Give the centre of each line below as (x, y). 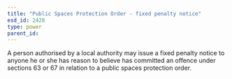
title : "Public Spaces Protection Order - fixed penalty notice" (104, 14)
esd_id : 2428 (26, 20)
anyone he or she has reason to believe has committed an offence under (111, 61)
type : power (24, 27)
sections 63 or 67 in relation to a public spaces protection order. (100, 68)
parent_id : (23, 33)
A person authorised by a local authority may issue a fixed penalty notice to (116, 53)
